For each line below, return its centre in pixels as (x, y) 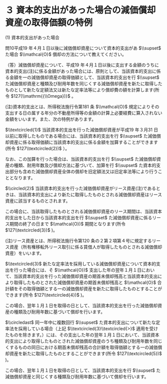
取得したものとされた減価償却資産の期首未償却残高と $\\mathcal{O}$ (85, 282)
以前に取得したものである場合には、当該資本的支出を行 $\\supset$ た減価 (81, 136)
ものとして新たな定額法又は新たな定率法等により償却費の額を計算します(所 (82, 90)
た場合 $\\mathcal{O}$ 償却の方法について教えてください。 (66, 54)
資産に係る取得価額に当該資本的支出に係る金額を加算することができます (83, 142)
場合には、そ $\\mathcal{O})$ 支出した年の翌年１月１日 (84, 270)
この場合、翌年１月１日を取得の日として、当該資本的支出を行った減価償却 (82, 305)
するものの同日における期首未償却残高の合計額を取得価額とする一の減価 (83, 347)
